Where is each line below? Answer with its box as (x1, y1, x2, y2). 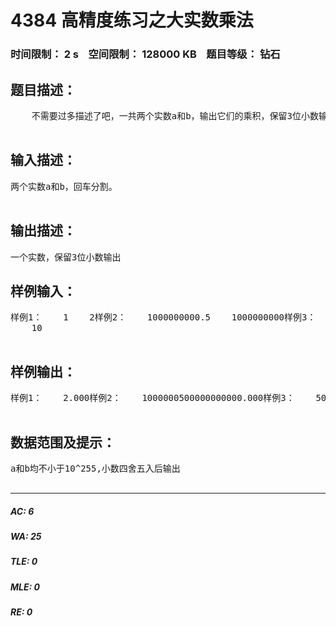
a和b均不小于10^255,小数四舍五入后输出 (10, 462, 181, 474)
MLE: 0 (10, 581, 40, 593)
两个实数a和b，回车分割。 (10, 181, 118, 192)
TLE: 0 (10, 556, 38, 568)
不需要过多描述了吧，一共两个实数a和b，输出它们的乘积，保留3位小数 (31, 110, 319, 121)
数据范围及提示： (10, 434, 116, 451)
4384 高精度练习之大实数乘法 (10, 9, 254, 32)
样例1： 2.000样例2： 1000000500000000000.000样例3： (10, 392, 295, 404)
